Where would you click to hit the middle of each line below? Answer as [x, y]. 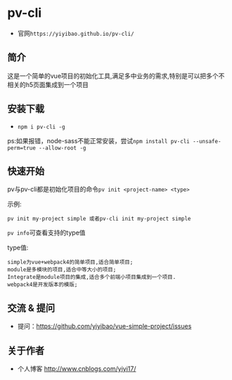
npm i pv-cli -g [41, 127]
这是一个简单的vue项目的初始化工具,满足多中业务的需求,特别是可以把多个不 [116, 76]
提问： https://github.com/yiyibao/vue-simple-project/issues [104, 326]
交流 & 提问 [31, 308]
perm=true [22, 148]
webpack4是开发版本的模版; [43, 285]
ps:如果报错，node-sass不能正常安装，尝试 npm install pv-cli [98, 140]
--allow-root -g [62, 148]
